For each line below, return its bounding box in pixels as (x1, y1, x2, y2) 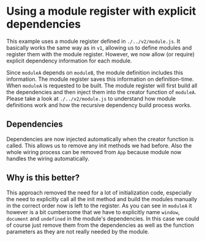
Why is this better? (6, 172, 80, 183)
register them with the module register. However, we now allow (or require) (6, 50, 195, 57)
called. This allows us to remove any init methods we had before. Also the (6, 142, 192, 149)
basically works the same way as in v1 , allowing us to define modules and (6, 44, 192, 51)
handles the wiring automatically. (6, 155, 90, 162)
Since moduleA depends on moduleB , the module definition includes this (6, 69, 184, 76)
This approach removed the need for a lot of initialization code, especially (6, 188, 192, 196)
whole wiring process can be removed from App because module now (6, 148, 182, 155)
